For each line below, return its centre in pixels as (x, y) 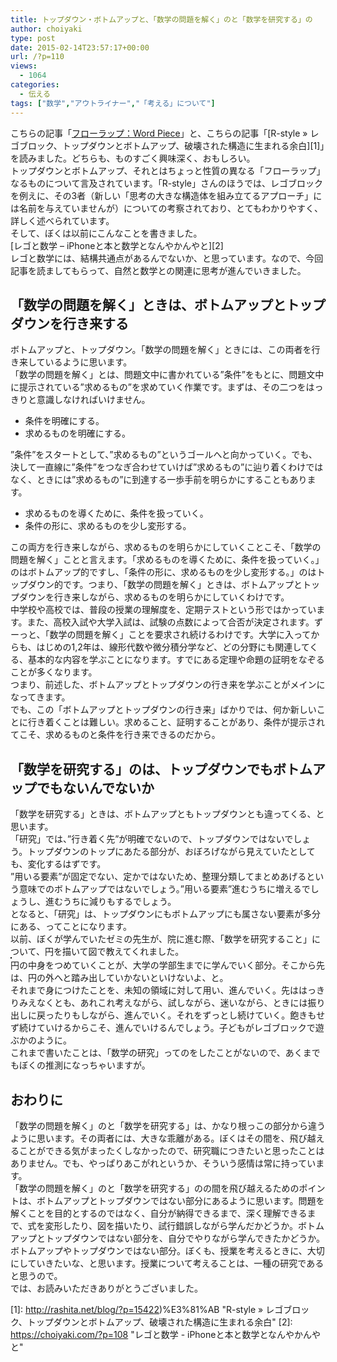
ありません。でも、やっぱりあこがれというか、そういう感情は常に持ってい (163, 1163)
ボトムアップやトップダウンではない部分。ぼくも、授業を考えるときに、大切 (167, 1250)
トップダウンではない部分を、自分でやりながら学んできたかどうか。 (185, 1238)
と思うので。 (36, 1275)
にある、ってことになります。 (71, 927)
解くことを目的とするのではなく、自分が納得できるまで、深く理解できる (159, 1213)
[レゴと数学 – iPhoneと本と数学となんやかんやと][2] (117, 245)
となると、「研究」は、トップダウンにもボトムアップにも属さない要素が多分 (166, 914)
